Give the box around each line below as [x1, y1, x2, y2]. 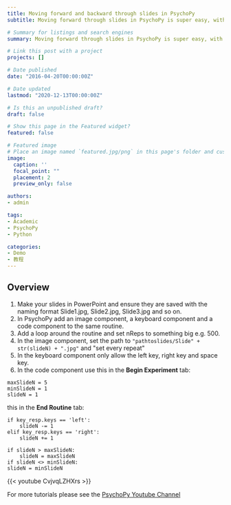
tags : [7, 212, 23, 218]
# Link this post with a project [7, 48, 103, 55]
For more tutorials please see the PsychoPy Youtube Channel [7, 490, 181, 498]
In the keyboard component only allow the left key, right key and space [16, 351, 218, 359]
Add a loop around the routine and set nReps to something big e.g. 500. [16, 329, 221, 338]
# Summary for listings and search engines [7, 29, 134, 36]
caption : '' [13, 161, 48, 168]
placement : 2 [13, 174, 51, 181]
